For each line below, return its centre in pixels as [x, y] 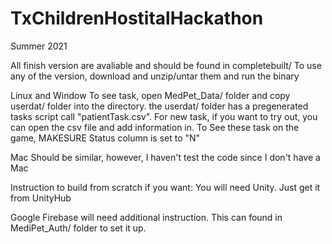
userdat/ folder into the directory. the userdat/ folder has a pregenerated [159, 106]
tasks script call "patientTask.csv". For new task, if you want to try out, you [164, 116]
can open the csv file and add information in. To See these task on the [155, 127]
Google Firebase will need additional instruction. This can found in [146, 217]
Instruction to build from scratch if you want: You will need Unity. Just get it [165, 187]
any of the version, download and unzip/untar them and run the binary [155, 76]
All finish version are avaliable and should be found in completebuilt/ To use [166, 65]
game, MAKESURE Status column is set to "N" [105, 138]
